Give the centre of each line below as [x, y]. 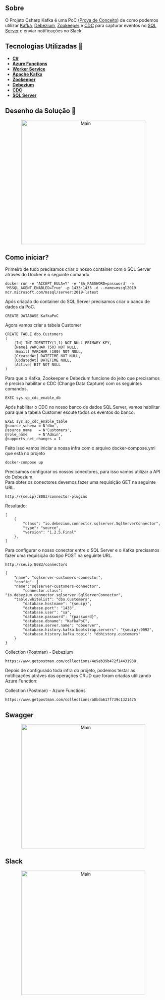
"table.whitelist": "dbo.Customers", [53, 600]
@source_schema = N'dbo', [32, 426]
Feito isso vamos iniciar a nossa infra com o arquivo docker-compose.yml [81, 448]
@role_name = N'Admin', [34, 435]
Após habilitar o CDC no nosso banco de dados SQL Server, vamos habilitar [82, 407]
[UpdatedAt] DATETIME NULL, [43, 360]
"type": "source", [42, 528]
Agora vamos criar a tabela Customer [43, 325]
